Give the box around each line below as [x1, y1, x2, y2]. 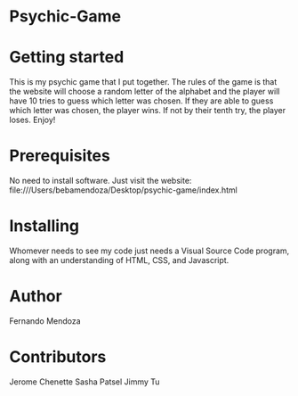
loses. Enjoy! [9, 114, 56, 126]
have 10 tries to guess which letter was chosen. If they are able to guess [9, 95, 274, 106]
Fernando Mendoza [9, 315, 82, 326]
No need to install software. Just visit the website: [9, 176, 192, 186]
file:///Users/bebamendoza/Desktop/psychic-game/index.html [9, 185, 238, 195]
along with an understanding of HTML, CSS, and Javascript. [9, 255, 230, 265]
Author [9, 286, 62, 307]
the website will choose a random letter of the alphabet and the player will [9, 87, 280, 97]
